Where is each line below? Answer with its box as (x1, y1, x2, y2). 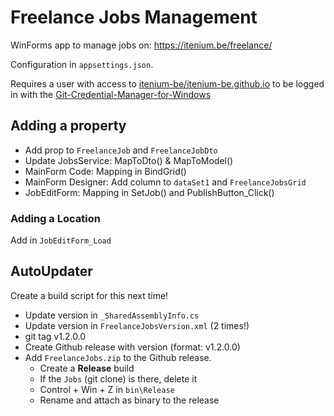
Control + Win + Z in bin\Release (39, 383, 175, 395)
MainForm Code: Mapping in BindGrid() (24, 165, 187, 177)
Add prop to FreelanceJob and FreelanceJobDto (24, 144, 218, 156)
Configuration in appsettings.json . (10, 58, 154, 70)
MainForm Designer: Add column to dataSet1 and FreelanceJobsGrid (24, 176, 307, 188)
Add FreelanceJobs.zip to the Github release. (24, 351, 212, 363)
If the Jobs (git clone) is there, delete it (39, 372, 198, 385)
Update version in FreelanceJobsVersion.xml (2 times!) (24, 319, 250, 331)
